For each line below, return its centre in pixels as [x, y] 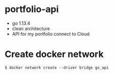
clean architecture [31, 28]
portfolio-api [32, 9]
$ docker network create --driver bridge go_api [57, 67]
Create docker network [54, 54]
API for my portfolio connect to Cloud [51, 34]
